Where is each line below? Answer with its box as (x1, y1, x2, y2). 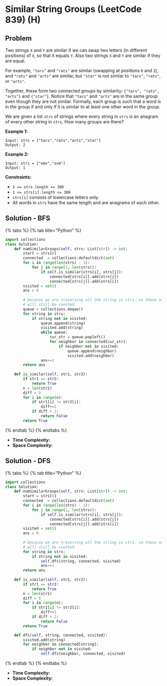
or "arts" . (5, 78, 26, 84)
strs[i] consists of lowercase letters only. (12, 194, 99, 200)
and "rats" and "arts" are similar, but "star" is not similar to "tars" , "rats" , (5, 73, 161, 78)
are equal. (5, 58, 26, 63)
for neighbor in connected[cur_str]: (49, 339, 128, 344)
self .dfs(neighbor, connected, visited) (40, 651, 126, 657)
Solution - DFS (5, 457, 51, 465)
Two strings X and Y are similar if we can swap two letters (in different (5, 47, 148, 53)
